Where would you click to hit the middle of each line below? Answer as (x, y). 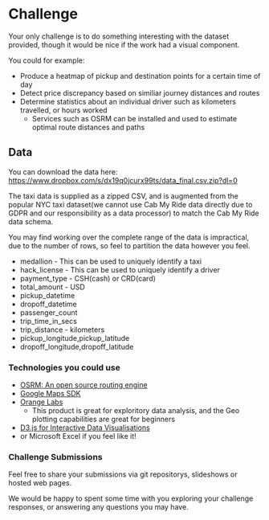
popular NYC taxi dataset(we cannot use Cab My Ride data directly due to (130, 204)
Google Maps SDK (51, 394)
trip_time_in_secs (49, 321)
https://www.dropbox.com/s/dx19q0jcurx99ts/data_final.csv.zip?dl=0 (123, 180)
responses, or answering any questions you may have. (98, 507)
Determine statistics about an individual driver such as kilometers (128, 101)
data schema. (31, 221)
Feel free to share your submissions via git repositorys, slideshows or (123, 474)
